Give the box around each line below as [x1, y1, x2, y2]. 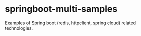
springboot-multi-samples [5, 3, 118, 15]
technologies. [5, 25, 33, 31]
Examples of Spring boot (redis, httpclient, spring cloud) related [5, 20, 136, 26]
